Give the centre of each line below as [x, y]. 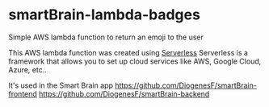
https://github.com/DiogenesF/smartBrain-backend [124, 93]
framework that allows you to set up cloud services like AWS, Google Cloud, [135, 61]
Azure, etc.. [27, 69]
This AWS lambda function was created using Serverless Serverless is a [128, 52]
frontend [23, 93]
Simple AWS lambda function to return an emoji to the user [106, 37]
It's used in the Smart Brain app [61, 85]
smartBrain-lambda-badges [104, 15]
